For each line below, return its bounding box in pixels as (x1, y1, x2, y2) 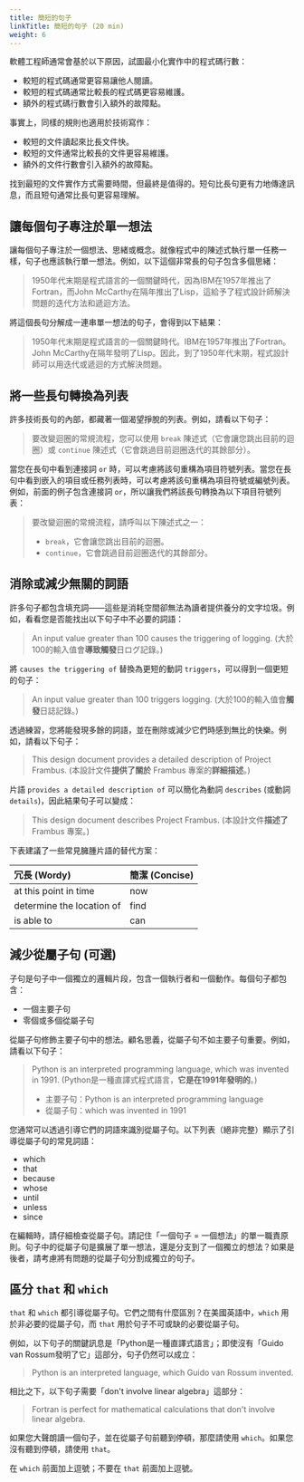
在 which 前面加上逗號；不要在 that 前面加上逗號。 (9, 1463, 198, 1474)
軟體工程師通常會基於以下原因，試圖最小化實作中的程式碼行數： (9, 56, 247, 67)
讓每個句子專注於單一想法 (9, 218, 152, 234)
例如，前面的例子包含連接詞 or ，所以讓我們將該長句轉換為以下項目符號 (9, 486, 274, 496)
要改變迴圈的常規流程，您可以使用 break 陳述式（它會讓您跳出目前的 (31, 433, 287, 444)
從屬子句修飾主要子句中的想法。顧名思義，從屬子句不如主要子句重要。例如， (9, 1034, 295, 1044)
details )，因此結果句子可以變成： (9, 794, 137, 806)
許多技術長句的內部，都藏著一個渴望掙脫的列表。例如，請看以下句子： (9, 414, 271, 424)
